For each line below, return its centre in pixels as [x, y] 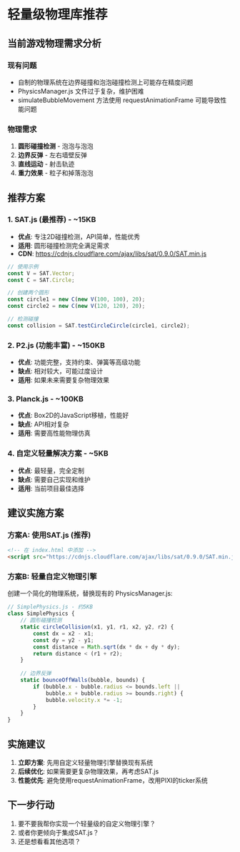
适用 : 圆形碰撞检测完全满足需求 [63, 245]
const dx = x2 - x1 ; [64, 633]
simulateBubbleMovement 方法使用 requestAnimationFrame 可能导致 [119, 100]
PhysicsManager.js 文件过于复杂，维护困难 [81, 91]
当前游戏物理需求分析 [54, 43]
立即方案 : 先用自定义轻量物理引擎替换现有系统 [85, 763]
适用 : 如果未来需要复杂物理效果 [63, 380]
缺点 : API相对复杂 [44, 424]
